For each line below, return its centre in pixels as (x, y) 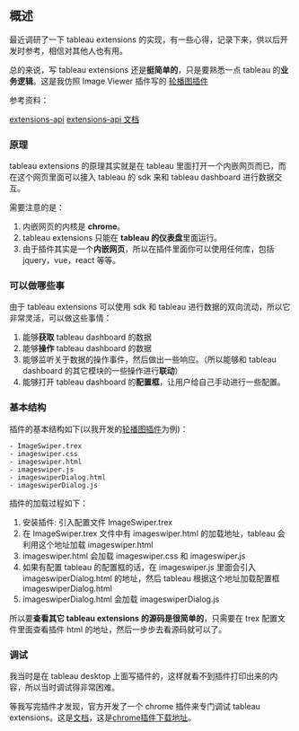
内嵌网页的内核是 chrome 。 (74, 226)
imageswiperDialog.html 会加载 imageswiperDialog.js (121, 599)
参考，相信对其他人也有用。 (76, 50)
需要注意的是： (37, 207)
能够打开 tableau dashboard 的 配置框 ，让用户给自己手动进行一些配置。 (154, 382)
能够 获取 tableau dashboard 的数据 (87, 337)
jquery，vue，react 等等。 (71, 260)
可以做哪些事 (37, 286)
